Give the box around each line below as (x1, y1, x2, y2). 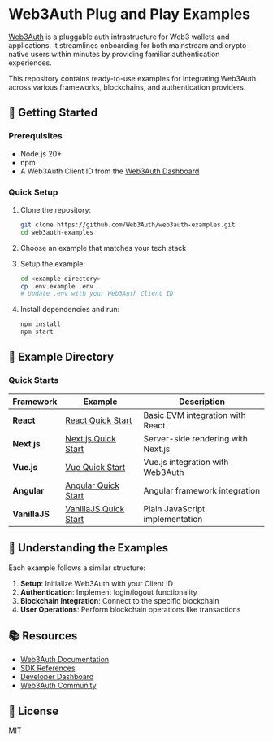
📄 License (8, 704, 59, 718)
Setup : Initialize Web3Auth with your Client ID (19, 578, 173, 588)
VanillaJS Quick (64, 503, 125, 514)
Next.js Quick (64, 432, 116, 444)
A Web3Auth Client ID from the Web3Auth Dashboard (19, 166, 200, 176)
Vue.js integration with (143, 456, 229, 468)
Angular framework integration (143, 485, 261, 496)
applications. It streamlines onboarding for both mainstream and (8, 40, 223, 50)
